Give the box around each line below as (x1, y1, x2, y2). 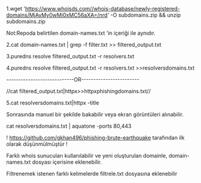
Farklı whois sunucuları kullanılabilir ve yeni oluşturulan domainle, (6, 152, 168, 159)
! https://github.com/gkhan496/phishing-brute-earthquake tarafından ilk (6, 134, 185, 141)
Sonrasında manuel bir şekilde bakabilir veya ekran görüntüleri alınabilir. (6, 111, 184, 118)
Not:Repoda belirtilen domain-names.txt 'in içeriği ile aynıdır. (6, 29, 156, 37)
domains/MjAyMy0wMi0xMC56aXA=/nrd (6, 11, 108, 19)
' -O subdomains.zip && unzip (107, 11, 181, 19)
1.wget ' (6, 5, 26, 12)
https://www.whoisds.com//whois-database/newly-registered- (25, 5, 180, 12)
